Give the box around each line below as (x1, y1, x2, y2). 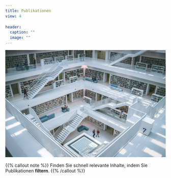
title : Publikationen (5, 8, 51, 13)
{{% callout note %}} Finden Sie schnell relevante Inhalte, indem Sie (5, 162, 148, 168)
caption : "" (10, 30, 36, 35)
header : (5, 24, 22, 30)
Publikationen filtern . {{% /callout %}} (5, 167, 85, 173)
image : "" (10, 35, 31, 40)
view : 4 (5, 13, 22, 19)
